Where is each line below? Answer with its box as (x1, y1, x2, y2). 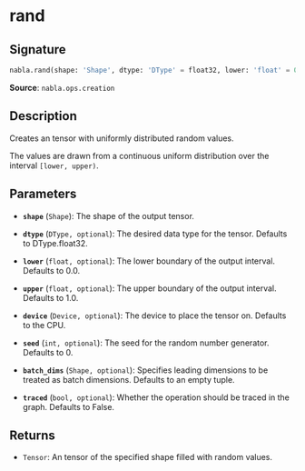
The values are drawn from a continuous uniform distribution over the (9, 150, 270, 161)
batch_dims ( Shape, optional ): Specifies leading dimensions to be (22, 365, 269, 376)
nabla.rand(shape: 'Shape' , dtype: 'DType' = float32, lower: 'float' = (9, 65, 290, 75)
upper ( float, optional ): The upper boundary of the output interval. (22, 283, 277, 294)
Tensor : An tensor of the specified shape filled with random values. (22, 452, 273, 463)
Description (9, 108, 77, 124)
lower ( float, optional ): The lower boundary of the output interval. (22, 256, 275, 266)
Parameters (9, 186, 77, 202)
